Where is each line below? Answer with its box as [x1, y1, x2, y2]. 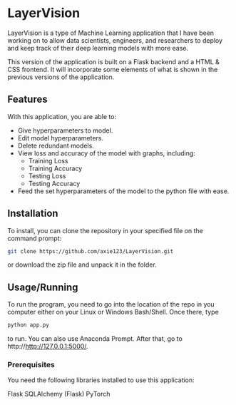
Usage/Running [7, 281, 78, 293]
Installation [7, 207, 58, 220]
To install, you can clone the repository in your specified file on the [7, 226, 203, 235]
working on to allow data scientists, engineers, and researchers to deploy [7, 36, 223, 44]
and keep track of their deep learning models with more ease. [7, 43, 189, 52]
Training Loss [28, 156, 68, 165]
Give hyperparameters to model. [17, 126, 113, 135]
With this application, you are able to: [7, 112, 116, 121]
